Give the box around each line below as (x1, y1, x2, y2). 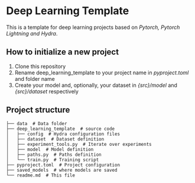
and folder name (14, 75, 55, 82)
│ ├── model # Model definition (6, 146, 94, 152)
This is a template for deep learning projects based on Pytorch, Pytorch (6, 24, 180, 31)
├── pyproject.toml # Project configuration (6, 162, 120, 168)
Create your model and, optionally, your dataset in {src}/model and (14, 81, 177, 89)
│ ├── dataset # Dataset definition (6, 136, 105, 142)
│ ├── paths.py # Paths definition (6, 152, 102, 158)
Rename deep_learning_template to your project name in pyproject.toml (14, 69, 189, 76)
